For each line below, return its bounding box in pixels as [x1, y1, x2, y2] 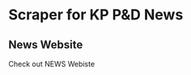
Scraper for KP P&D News [8, 6, 184, 24]
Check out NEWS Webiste [8, 59, 95, 69]
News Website [8, 38, 83, 52]
